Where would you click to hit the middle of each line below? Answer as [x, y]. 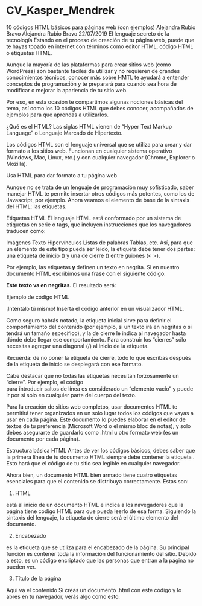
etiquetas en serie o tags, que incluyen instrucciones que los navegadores [99, 225]
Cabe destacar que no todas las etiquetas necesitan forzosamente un [93, 375]
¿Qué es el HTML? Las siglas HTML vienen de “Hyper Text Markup [89, 126]
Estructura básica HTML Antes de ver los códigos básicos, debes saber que [101, 450]
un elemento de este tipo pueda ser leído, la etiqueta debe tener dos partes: [101, 249]
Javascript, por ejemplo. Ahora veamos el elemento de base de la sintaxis [98, 200]
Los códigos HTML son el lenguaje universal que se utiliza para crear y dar [99, 144]
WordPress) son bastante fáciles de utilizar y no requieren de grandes [93, 71]
